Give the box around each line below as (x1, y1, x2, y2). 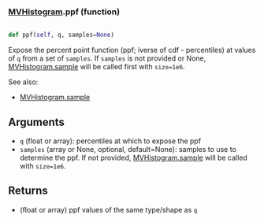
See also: (8, 77, 39, 87)
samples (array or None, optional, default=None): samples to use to (19, 144, 236, 154)
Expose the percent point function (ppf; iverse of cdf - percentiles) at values (8, 46, 256, 55)
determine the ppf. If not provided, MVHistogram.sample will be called (19, 153, 248, 162)
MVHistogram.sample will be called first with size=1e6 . (8, 62, 185, 72)
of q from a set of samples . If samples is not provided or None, (8, 54, 206, 63)
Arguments (8, 115, 65, 128)
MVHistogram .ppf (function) (8, 6, 121, 17)
